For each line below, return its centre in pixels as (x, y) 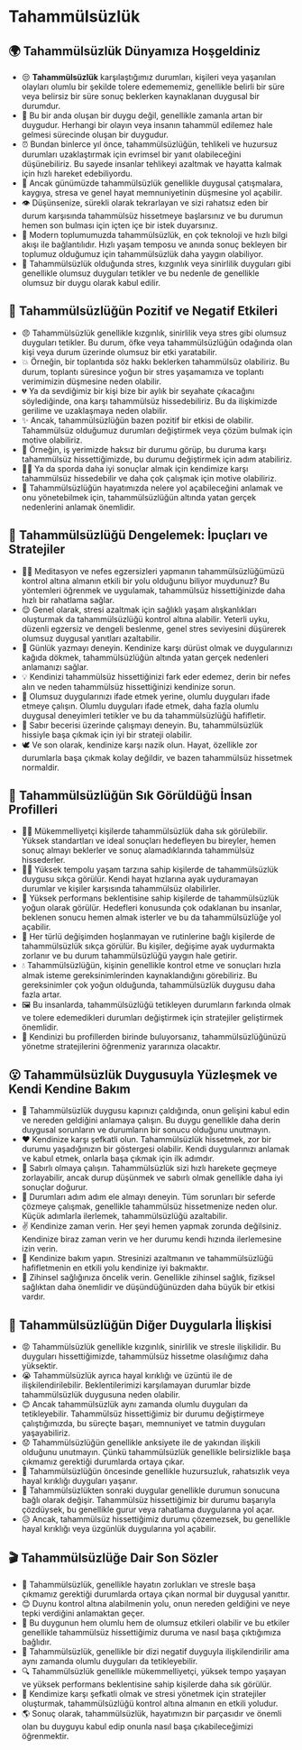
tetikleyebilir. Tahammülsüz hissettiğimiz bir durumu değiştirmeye (143, 1414)
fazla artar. (41, 994)
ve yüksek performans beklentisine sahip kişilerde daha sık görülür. (146, 1684)
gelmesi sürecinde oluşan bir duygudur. (95, 134)
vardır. (33, 1296)
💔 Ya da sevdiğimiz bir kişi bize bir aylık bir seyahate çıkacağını (138, 390)
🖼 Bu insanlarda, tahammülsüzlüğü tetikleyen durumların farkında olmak (156, 1005)
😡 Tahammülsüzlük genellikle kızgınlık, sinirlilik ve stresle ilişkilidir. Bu (151, 1347)
